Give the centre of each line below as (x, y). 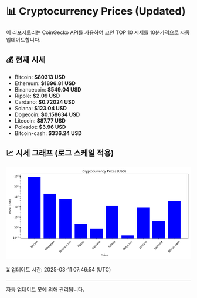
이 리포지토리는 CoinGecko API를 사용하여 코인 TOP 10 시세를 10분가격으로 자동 (98, 32)
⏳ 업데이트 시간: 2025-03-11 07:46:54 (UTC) (59, 269)
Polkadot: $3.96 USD (40, 127)
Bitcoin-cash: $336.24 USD (48, 133)
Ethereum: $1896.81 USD (45, 83)
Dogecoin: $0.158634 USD (47, 114)
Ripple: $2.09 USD (37, 96)
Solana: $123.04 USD (41, 108)
